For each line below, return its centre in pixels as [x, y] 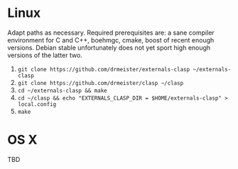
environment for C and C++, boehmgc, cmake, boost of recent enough [111, 40]
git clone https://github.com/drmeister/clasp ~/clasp [101, 83]
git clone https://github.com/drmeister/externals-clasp [104, 69]
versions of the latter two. [45, 55]
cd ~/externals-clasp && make [63, 91]
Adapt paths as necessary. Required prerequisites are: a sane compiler [111, 33]
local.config [37, 104]
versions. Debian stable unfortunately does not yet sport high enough [109, 47]
